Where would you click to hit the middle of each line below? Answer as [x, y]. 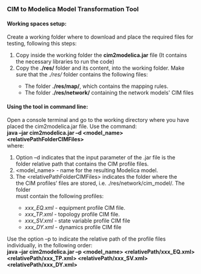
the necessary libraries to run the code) [65, 62]
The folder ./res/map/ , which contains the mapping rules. [97, 86]
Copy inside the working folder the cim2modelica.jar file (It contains [101, 55]
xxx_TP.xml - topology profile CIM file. [72, 215]
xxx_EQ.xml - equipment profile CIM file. [75, 208]
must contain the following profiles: [60, 196]
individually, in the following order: [50, 246]
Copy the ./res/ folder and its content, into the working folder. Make [100, 68]
